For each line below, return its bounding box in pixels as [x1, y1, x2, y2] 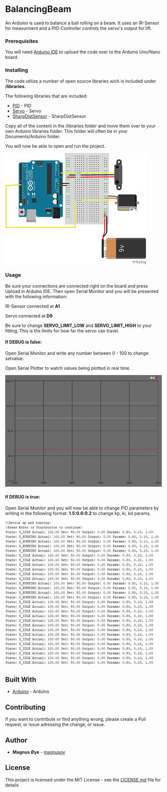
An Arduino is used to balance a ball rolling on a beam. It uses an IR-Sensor [5, 20, 160, 26]
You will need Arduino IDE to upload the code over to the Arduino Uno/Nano [5, 49, 161, 55]
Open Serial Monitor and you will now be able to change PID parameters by [5, 505, 159, 511]
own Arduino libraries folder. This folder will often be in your [5, 128, 128, 134]
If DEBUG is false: [5, 339, 42, 345]
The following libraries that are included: [5, 93, 88, 99]
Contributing [5, 703, 46, 711]
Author [5, 736, 27, 744]
